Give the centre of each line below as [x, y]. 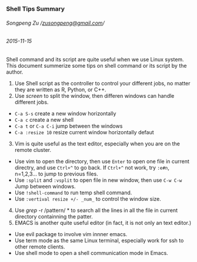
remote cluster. [33, 150]
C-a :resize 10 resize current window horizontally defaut [84, 132]
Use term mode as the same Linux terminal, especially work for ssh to [99, 240]
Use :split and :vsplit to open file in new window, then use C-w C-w [98, 180]
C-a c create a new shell [44, 120]
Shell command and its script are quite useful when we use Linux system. [95, 59]
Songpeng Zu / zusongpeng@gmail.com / [55, 23]
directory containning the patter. [54, 216]
